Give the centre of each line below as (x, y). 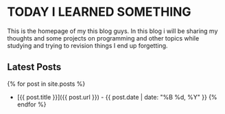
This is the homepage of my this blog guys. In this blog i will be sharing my (113, 31)
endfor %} (32, 104)
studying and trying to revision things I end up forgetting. (87, 45)
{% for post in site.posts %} (46, 84)
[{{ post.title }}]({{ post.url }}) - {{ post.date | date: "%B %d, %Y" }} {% (117, 97)
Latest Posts (34, 67)
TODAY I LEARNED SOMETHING (99, 12)
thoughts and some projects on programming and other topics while (103, 38)
